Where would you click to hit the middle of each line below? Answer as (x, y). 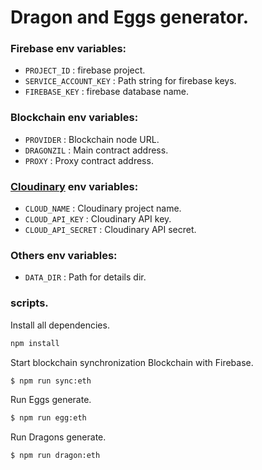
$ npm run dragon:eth (55, 456)
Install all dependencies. (60, 325)
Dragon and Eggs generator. (130, 17)
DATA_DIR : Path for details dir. (85, 277)
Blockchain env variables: (74, 118)
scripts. (29, 303)
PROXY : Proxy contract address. (89, 160)
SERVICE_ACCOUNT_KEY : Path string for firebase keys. (130, 81)
